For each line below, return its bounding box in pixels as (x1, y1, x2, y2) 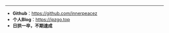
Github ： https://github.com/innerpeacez (12, 10, 98, 16)
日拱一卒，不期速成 (12, 23, 53, 29)
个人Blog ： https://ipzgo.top (12, 17, 70, 22)
